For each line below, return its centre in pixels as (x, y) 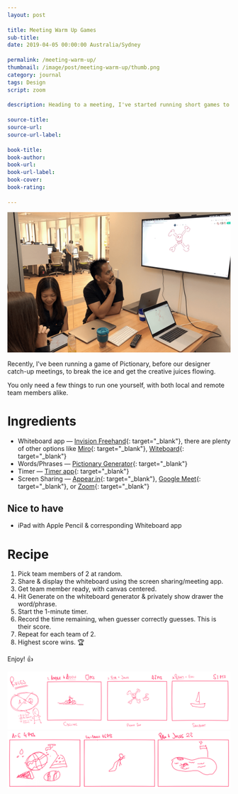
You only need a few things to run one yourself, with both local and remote (116, 385)
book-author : (27, 157)
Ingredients (42, 421)
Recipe (28, 554)
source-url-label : (34, 135)
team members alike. (38, 392)
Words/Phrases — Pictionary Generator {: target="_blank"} (102, 463)
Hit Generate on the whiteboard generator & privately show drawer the (120, 597)
